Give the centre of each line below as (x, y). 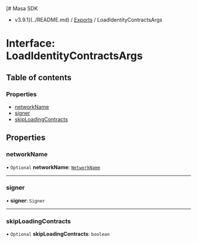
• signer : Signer (26, 200)
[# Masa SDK (22, 8)
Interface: (31, 44)
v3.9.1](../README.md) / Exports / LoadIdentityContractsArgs (88, 20)
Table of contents (39, 78)
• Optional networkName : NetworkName (53, 167)
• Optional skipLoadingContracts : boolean (58, 234)
